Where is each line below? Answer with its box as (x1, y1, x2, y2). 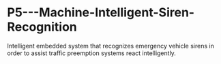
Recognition (7, 19, 77, 35)
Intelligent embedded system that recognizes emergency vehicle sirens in (7, 42, 215, 50)
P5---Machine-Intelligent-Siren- (7, 5, 195, 20)
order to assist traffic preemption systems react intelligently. (7, 49, 176, 57)
